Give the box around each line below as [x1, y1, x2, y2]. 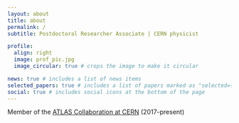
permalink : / [7, 23, 46, 30]
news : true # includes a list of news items [7, 75, 142, 82]
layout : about [7, 10, 50, 18]
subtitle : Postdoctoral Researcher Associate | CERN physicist [7, 30, 199, 37]
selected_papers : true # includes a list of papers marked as [7, 82, 196, 89]
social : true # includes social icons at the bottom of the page [7, 88, 205, 95]
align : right [14, 49, 53, 57]
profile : [7, 43, 33, 50]
